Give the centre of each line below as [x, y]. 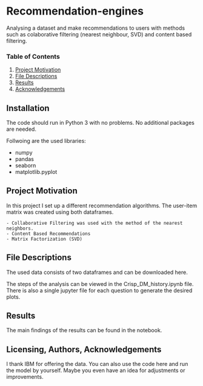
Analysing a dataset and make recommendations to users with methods [96, 28]
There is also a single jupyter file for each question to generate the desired [99, 290]
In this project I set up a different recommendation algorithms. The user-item [102, 205]
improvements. [25, 377]
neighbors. [20, 228]
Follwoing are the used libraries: [46, 141]
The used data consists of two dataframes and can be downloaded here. [97, 272]
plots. [13, 297]
